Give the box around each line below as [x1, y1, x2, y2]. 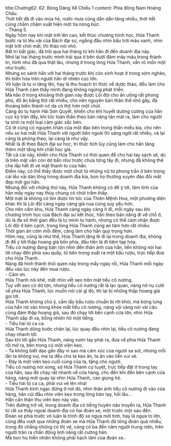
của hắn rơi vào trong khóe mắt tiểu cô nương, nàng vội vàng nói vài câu [5, 304, 157, 310]
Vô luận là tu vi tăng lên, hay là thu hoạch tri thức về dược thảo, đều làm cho [5, 81, 165, 87]
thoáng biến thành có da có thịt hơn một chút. [5, 103, 102, 109]
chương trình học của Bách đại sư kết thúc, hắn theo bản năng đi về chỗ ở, [5, 211, 162, 218]
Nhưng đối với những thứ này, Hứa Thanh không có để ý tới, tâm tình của [5, 184, 158, 190]
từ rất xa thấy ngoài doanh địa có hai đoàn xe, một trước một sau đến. [5, 408, 152, 413]
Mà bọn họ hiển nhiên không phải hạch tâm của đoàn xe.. [5, 435, 126, 440]
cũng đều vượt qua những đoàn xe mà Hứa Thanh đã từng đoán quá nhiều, [5, 418, 162, 424]
